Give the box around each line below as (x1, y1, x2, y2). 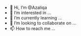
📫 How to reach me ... (9, 26, 55, 31)
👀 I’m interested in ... (9, 10, 52, 16)
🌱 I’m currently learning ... (9, 15, 62, 20)
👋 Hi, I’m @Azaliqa (9, 5, 47, 10)
